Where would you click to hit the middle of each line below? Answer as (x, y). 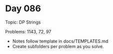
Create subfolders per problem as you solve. (58, 46)
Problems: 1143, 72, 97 (28, 31)
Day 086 (23, 9)
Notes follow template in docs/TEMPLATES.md (60, 41)
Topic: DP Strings (23, 22)
